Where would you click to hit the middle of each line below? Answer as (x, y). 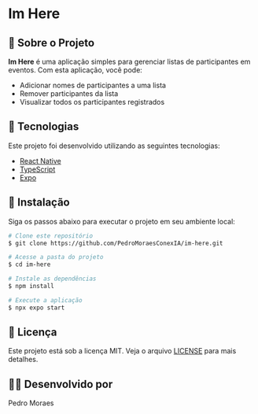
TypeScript (37, 169)
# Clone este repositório (50, 236)
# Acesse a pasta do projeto (56, 257)
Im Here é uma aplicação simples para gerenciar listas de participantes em (129, 61)
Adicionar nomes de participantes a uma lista (93, 85)
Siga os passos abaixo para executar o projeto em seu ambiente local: (122, 221)
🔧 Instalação (39, 203)
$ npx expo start (37, 308)
